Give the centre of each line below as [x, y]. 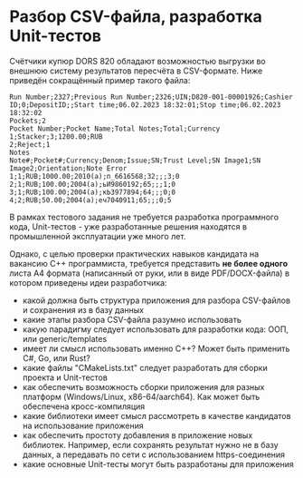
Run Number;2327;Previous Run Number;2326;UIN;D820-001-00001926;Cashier [151, 97]
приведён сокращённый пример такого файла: [100, 80]
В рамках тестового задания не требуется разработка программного [144, 217]
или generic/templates [65, 338]
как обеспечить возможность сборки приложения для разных [143, 386]
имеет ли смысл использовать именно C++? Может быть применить [156, 348]
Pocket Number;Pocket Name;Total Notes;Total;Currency [115, 129]
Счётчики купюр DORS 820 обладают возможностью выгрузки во [138, 61]
